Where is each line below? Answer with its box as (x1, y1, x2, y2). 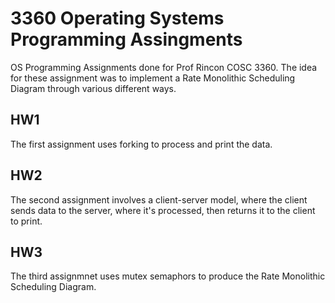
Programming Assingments (10, 28, 243, 51)
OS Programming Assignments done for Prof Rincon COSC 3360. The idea (10, 61, 318, 73)
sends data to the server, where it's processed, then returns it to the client (10, 204, 316, 216)
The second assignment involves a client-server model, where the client (10, 193, 308, 206)
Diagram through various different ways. (10, 82, 177, 94)
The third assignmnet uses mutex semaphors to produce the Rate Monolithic (10, 270, 326, 282)
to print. (10, 215, 43, 227)
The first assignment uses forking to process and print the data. (10, 138, 273, 150)
